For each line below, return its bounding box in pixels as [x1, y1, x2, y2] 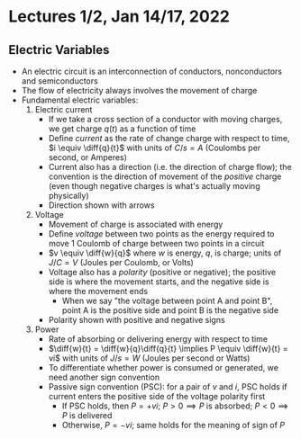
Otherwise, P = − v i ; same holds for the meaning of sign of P [61, 420, 286, 430]
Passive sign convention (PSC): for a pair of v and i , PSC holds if [48, 381, 287, 392]
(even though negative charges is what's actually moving [48, 181, 260, 191]
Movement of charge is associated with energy [48, 219, 223, 229]
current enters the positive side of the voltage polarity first [48, 391, 266, 401]
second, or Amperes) [48, 152, 128, 163]
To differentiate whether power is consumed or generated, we [48, 363, 278, 372]
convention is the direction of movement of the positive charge [48, 171, 282, 182]
